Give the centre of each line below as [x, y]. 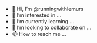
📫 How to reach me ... [39, 34]
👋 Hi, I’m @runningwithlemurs [48, 9]
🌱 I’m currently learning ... [43, 21]
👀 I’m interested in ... [36, 15]
